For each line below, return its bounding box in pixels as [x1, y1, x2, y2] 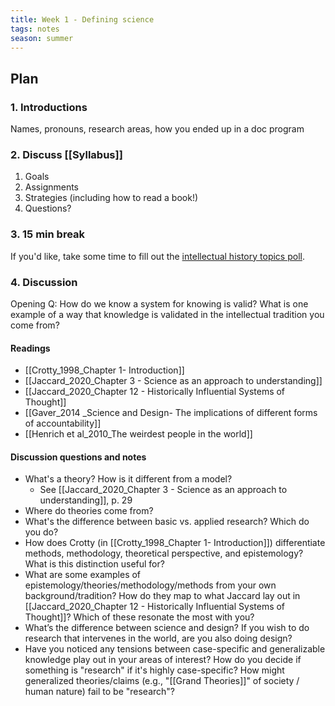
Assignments [24, 181, 80, 193]
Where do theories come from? [24, 505, 154, 517]
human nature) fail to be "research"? [24, 686, 176, 698]
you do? [24, 526, 59, 538]
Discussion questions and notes [10, 451, 147, 463]
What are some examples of [24, 569, 142, 581]
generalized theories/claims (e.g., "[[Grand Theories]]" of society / [24, 675, 300, 687]
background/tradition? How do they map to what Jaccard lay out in [24, 590, 301, 602]
